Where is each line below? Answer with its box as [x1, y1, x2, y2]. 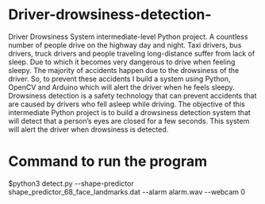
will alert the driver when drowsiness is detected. [8, 125, 169, 134]
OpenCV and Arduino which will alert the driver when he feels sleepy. [8, 82, 236, 92]
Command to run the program [8, 152, 208, 171]
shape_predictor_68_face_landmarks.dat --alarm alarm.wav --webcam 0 [8, 187, 246, 196]
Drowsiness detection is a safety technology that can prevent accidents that [8, 90, 257, 100]
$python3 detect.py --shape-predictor [8, 179, 134, 188]
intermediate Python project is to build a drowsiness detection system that [8, 107, 252, 117]
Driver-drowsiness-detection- [8, 6, 212, 24]
